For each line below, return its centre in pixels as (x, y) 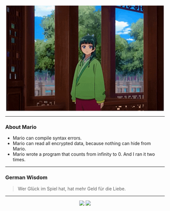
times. (19, 160)
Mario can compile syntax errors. (47, 138)
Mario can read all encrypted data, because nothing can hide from (81, 144)
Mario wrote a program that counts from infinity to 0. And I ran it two (84, 154)
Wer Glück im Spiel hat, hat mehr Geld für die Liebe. (72, 189)
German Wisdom (27, 178)
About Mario (21, 127)
